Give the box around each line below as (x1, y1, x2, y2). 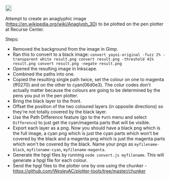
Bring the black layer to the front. (12, 98, 82, 104)
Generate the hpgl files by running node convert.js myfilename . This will (12, 152, 164, 158)
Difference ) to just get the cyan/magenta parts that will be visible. (12, 120, 151, 125)
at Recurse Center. (5, 26, 45, 32)
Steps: (5, 36, 19, 42)
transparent (12, 57, 38, 62)
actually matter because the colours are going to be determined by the (12, 87, 161, 93)
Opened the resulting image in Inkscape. (12, 66, 98, 71)
